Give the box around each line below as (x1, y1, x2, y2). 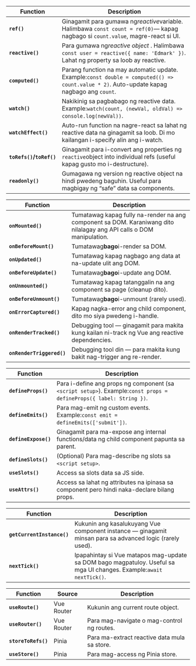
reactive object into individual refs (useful (62, 153, 176, 160)
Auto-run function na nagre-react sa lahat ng (62, 121, 187, 129)
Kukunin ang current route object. (87, 603, 179, 611)
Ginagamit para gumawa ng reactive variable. (62, 18, 183, 25)
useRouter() (9, 621, 43, 627)
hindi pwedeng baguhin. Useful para (62, 177, 162, 185)
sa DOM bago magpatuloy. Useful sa (74, 558, 175, 567)
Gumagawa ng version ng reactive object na (62, 170, 183, 177)
